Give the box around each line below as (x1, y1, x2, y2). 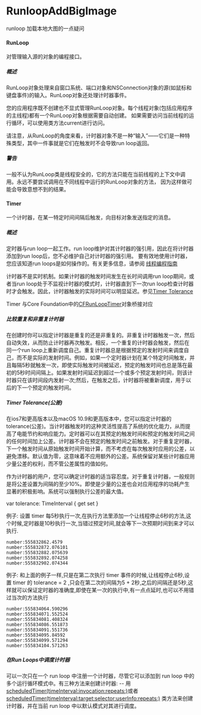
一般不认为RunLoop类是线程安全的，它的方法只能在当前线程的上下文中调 (6, 171, 185, 178)
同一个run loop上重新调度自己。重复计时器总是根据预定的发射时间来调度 (6, 347, 184, 354)
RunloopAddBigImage (6, 4, 117, 18)
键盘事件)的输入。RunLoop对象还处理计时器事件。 (6, 92, 130, 99)
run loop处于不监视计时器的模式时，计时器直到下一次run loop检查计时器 (16, 280, 194, 287)
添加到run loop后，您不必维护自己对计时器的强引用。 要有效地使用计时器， (6, 253, 191, 260)
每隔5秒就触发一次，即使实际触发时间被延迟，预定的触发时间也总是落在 (11, 362, 188, 369)
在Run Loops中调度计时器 (6, 656, 70, 663)
